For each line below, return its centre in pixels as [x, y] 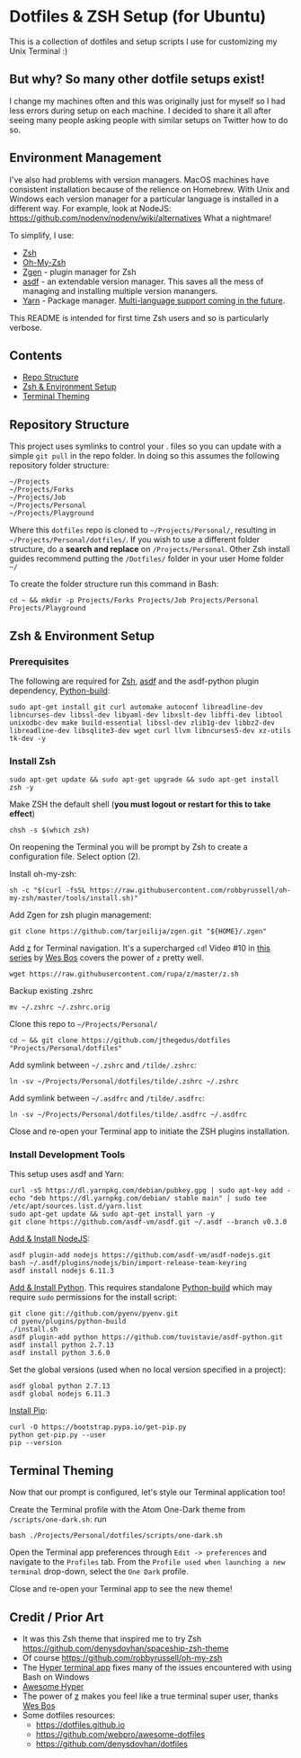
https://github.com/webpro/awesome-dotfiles [120, 1735]
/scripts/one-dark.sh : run [58, 1519]
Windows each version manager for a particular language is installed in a [144, 199]
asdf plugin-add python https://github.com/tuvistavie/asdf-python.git [146, 1337]
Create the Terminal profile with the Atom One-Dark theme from [127, 1510]
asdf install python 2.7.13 [62, 1345]
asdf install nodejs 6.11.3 [62, 1271]
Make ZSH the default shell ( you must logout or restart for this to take [140, 804]
